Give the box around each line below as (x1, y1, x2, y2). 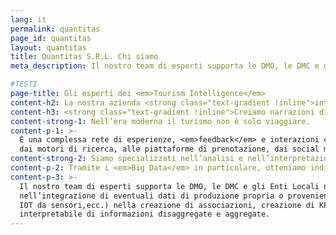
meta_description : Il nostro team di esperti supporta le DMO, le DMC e (10, 61, 320, 71)
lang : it (10, 14, 47, 25)
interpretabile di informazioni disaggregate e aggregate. (19, 209, 271, 220)
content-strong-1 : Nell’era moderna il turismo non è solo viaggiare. (10, 116, 311, 126)
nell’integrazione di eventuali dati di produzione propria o (19, 191, 284, 201)
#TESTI (10, 79, 38, 90)
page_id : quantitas (10, 33, 92, 43)
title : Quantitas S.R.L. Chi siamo (10, 52, 159, 62)
